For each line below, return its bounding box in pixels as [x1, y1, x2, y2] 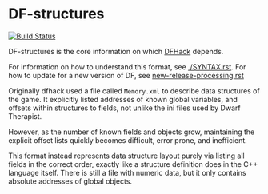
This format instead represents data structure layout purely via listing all [8, 151, 246, 160]
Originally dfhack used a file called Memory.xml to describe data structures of [8, 85, 260, 96]
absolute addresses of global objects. [8, 176, 133, 186]
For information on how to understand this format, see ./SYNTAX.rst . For [8, 61, 246, 72]
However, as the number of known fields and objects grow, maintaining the [8, 127, 255, 137]
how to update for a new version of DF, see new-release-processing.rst [8, 70, 244, 80]
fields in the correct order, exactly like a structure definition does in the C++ [8, 159, 258, 168]
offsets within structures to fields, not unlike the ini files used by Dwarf [8, 103, 242, 113]
